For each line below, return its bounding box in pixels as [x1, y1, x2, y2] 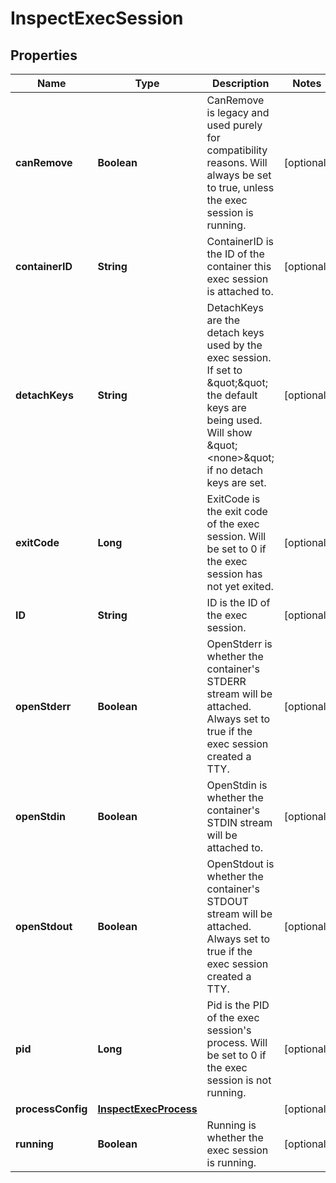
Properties [10, 47, 78, 64]
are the [206, 313, 240, 327]
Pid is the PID [206, 998, 270, 1012]
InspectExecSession [10, 7, 184, 30]
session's [206, 1023, 252, 1037]
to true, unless [206, 181, 275, 194]
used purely [206, 118, 263, 132]
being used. [206, 413, 263, 427]
